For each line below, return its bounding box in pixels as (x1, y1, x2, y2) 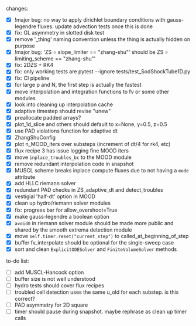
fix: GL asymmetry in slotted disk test (14, 29, 104, 36)
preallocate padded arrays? (14, 114, 81, 121)
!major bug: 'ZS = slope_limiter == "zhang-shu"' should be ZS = (14, 49, 169, 56)
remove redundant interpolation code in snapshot (14, 161, 134, 168)
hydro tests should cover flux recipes (14, 282, 104, 289)
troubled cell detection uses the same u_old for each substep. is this (14, 288, 179, 296)
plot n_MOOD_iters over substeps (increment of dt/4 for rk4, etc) (14, 140, 171, 147)
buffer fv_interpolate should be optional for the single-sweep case (14, 239, 174, 246)
